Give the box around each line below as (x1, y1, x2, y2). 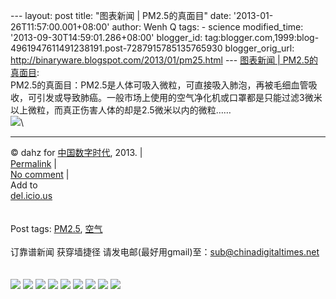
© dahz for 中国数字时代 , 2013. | (10, 147, 143, 158)
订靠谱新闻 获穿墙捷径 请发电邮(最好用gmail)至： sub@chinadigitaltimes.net (10, 246, 320, 258)
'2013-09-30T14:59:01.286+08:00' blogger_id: (10, 32, 203, 43)
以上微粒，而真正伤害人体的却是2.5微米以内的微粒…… (10, 104, 232, 116)
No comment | (10, 169, 70, 180)
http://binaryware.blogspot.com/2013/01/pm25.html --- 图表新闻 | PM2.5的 (10, 54, 318, 66)
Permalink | (10, 158, 57, 169)
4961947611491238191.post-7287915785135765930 (10, 42, 223, 54)
